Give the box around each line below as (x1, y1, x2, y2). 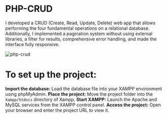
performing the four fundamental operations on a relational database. (5, 25, 150, 31)
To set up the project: (5, 69, 97, 81)
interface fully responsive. (5, 41, 60, 47)
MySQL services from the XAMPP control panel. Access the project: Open (5, 102, 161, 108)
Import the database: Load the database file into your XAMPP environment (5, 86, 162, 92)
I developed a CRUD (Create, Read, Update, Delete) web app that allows (5, 20, 156, 26)
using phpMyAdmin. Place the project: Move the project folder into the (5, 91, 153, 97)
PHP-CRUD (5, 3, 53, 15)
